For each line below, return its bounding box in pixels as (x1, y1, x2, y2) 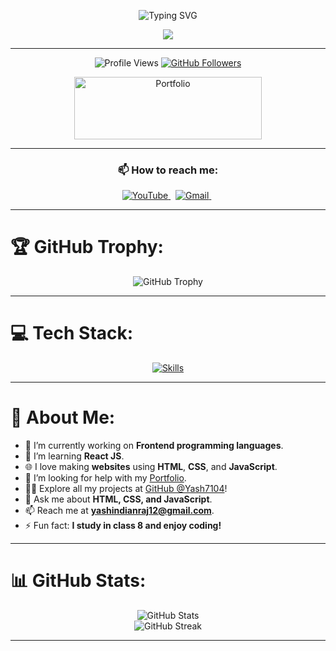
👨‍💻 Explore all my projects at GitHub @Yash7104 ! (24, 483, 228, 495)
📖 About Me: (10, 406, 116, 429)
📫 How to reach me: (117, 163, 219, 177)
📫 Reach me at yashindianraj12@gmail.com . (24, 505, 215, 517)
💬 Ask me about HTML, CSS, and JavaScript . (24, 493, 213, 505)
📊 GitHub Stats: (10, 570, 147, 592)
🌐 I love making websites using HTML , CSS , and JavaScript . (24, 461, 278, 473)
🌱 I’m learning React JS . (24, 450, 125, 462)
